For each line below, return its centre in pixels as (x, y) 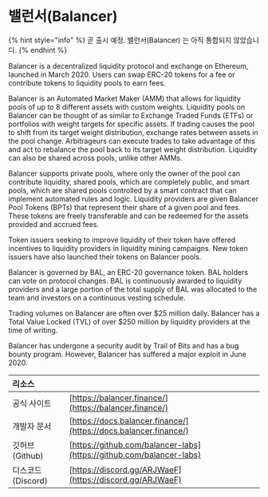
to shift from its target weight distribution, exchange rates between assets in (133, 132)
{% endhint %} (43, 50)
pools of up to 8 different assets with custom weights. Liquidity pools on (127, 107)
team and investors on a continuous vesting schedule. (97, 297)
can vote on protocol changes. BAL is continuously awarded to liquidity (125, 280)
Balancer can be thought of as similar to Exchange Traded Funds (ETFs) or (131, 115)
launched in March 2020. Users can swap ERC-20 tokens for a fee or (122, 74)
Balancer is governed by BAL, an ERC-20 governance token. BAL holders (128, 272)
